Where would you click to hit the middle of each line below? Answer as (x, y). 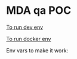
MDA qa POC (39, 11)
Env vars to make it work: (37, 50)
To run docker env (29, 39)
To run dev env (25, 27)
